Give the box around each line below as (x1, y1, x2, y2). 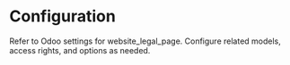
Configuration (9, 6, 117, 27)
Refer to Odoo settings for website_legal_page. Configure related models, (9, 36, 281, 46)
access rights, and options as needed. (9, 45, 151, 55)
